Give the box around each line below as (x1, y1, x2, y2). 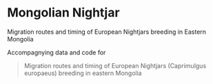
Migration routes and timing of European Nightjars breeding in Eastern (7, 28, 207, 36)
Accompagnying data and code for (7, 48, 106, 56)
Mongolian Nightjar (7, 5, 120, 21)
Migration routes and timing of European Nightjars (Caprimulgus (23, 61, 207, 70)
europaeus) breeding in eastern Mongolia (23, 69, 143, 77)
